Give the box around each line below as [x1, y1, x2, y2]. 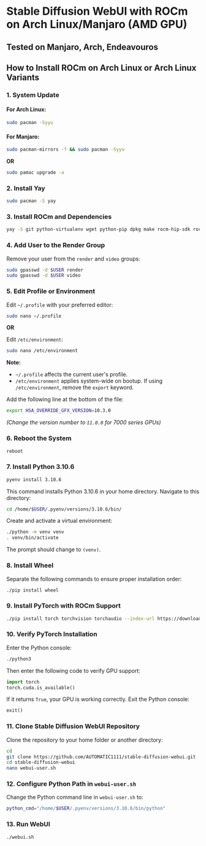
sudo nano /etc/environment [6, 348, 78, 354]
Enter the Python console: [6, 644, 72, 651]
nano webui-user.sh [6, 765, 56, 772]
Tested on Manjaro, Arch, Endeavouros [6, 42, 158, 52]
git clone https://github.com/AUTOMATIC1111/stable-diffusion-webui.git [6, 754, 196, 760]
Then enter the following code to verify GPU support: [6, 667, 141, 674]
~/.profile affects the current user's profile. [15, 370, 128, 378]
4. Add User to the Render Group [6, 241, 105, 249]
